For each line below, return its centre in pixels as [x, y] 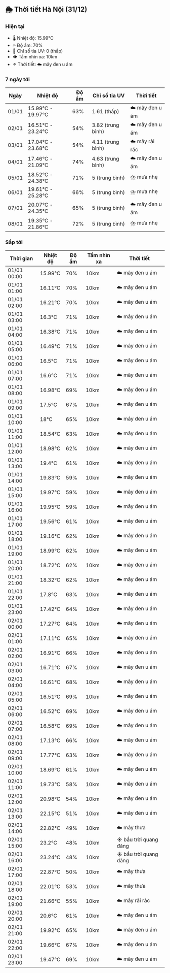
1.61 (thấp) [105, 112]
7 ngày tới [18, 79]
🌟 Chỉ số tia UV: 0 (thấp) [38, 51]
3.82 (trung [105, 125]
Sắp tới [14, 242]
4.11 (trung [105, 142]
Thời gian [22, 258]
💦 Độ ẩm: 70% [28, 45]
